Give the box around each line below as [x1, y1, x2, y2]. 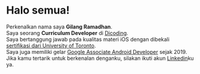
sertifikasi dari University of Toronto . [6, 42, 97, 49]
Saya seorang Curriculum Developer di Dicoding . [6, 29, 128, 36]
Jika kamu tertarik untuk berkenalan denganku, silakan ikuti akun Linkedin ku [6, 54, 194, 62]
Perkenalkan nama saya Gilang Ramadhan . [6, 23, 112, 30]
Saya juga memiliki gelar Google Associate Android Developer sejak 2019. [6, 48, 187, 55]
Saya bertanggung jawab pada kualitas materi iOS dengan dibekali [6, 36, 170, 43]
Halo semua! [6, 4, 70, 17]
